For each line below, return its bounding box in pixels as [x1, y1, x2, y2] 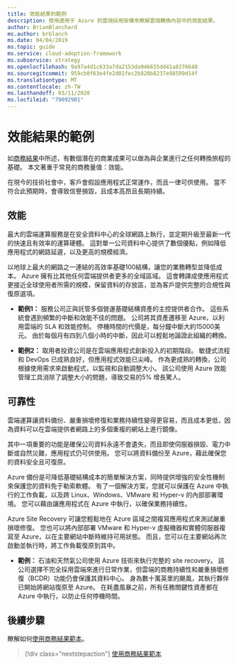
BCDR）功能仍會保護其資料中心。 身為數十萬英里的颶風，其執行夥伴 [30, 573, 229, 583]
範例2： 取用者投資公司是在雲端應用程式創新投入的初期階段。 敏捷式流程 [17, 346, 230, 355]
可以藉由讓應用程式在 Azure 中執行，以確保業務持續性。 [27, 499, 191, 508]
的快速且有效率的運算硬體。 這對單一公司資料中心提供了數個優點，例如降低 [7, 239, 227, 247]
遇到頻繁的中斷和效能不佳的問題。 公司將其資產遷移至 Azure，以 [30, 313, 219, 322]
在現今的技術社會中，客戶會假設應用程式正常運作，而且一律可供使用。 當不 [7, 178, 227, 186]
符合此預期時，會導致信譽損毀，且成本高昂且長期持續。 [7, 186, 169, 195]
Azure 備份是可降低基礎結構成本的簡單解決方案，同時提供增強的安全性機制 [7, 472, 225, 481]
